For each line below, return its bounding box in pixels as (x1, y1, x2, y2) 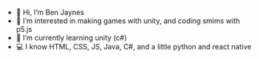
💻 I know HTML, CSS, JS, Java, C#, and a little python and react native (15, 42, 252, 51)
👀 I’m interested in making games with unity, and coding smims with (15, 16, 241, 26)
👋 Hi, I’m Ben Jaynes (15, 8, 84, 17)
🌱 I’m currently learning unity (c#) (15, 33, 127, 42)
